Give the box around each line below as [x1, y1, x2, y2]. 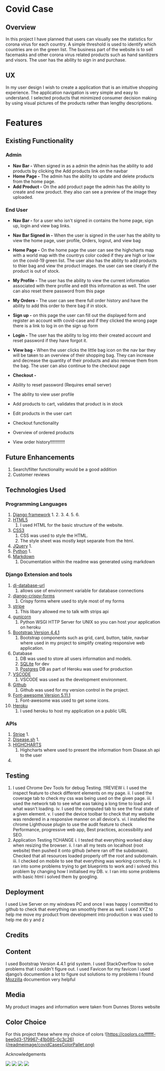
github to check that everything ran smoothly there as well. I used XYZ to [5, 906, 153, 912]
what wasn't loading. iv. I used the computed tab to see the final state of [12, 806, 159, 812]
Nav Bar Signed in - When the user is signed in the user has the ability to [12, 232, 161, 238]
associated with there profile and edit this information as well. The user [12, 283, 157, 288]
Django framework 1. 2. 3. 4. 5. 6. [12, 512, 80, 518]
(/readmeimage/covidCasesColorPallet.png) [5, 1041, 95, 1047]
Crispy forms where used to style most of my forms [20, 598, 125, 604]
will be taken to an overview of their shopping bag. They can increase [12, 352, 154, 358]
